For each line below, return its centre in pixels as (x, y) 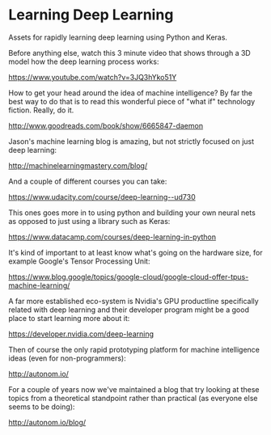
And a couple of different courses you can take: (88, 181)
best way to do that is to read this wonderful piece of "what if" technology (132, 101)
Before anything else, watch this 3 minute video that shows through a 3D (129, 53)
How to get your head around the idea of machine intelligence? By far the (131, 93)
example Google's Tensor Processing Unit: (79, 261)
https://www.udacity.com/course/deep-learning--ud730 (102, 196)
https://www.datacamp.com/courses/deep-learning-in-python (112, 237)
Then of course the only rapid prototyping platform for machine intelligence (134, 349)
